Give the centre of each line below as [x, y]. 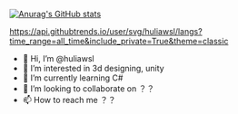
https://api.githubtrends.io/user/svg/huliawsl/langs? [106, 31]
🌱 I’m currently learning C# [73, 78]
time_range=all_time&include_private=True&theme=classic [119, 41]
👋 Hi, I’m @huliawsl [58, 58]
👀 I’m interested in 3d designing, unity [94, 68]
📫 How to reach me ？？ [69, 100]
